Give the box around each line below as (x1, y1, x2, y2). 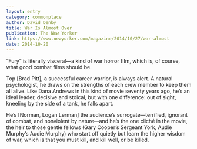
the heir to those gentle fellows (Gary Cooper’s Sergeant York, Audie (6, 124, 172, 131)
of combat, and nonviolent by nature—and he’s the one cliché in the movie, (6, 117, 188, 124)
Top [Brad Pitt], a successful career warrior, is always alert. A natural (6, 74, 173, 82)
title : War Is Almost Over (6, 25, 72, 31)
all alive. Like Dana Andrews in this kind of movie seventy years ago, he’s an (6, 87, 190, 94)
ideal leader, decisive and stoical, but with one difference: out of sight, (6, 93, 176, 100)
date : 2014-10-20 (6, 42, 49, 48)
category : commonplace (6, 14, 62, 20)
